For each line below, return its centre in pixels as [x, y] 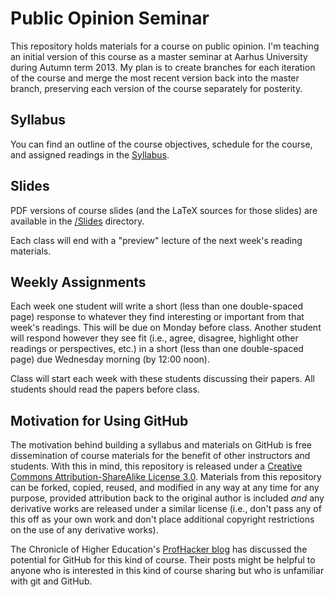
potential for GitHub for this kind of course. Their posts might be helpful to [163, 560]
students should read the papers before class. [105, 389]
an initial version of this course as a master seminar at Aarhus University [159, 56]
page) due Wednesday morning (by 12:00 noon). [110, 359]
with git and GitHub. [51, 581]
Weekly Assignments [78, 282]
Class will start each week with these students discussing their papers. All [162, 379]
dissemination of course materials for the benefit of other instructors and [160, 456]
